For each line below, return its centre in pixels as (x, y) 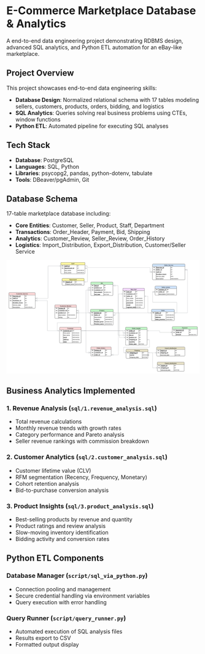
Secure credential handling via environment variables (83, 596)
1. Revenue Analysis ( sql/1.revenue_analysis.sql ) (82, 408)
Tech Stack (28, 145)
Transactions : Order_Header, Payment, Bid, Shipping (83, 232)
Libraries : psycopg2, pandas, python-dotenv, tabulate (84, 173)
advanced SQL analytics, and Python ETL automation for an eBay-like (94, 47)
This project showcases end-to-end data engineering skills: (82, 88)
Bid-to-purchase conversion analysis (62, 490)
